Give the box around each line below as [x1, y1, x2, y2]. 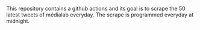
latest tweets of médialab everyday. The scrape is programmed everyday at [6, 11, 194, 18]
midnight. [6, 18, 30, 24]
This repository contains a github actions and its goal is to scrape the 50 [6, 5, 186, 12]
